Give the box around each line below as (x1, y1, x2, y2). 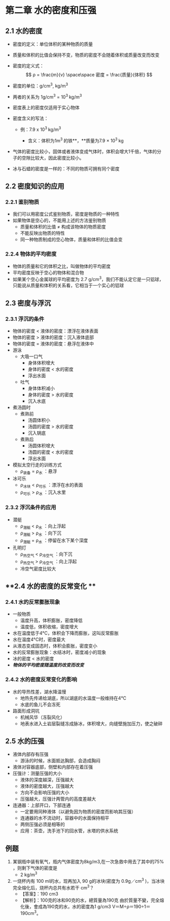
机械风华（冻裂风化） (20, 714, 65, 720)
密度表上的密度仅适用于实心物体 (12, 105, 80, 111)
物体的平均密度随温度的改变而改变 (12, 662, 84, 668)
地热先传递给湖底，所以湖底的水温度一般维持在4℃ (20, 695, 127, 701)
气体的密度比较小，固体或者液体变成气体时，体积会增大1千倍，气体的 (12, 148, 157, 155)
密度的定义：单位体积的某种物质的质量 (12, 41, 93, 47)
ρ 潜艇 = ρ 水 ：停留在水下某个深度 (20, 538, 88, 545)
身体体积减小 (27, 385, 55, 391)
